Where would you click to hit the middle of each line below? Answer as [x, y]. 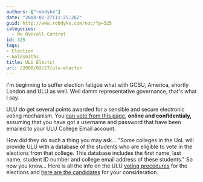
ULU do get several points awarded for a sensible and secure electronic [96, 110]
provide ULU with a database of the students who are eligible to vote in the [99, 147]
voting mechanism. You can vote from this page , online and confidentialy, [99, 116]
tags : [13, 46]
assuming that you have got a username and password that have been [94, 122]
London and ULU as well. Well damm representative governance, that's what [101, 92]
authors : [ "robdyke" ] [34, 12]
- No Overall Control [39, 34]
